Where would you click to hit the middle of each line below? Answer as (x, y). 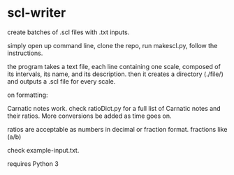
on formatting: (28, 95)
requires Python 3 (33, 163)
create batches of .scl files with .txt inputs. (68, 32)
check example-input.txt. (43, 150)
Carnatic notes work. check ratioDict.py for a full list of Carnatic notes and (114, 108)
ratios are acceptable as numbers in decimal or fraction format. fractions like (117, 129)
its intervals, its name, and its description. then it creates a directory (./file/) (115, 74)
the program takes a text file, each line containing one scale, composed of (114, 66)
